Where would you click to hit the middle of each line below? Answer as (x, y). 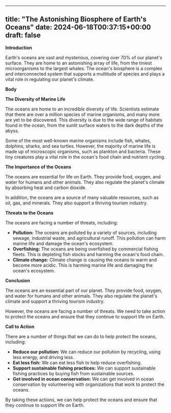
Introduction (19, 48)
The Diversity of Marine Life (35, 99)
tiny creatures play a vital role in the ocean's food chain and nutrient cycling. (85, 157)
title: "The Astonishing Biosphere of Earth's (76, 19)
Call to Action (20, 326)
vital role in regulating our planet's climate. (50, 79)
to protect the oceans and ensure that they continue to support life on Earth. (85, 316)
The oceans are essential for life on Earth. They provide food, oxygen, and (83, 176)
